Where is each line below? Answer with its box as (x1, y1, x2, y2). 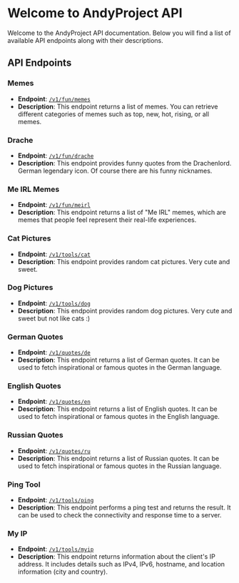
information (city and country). (17, 567, 108, 576)
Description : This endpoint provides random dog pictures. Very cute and (17, 306, 233, 315)
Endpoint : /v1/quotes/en (17, 397, 91, 406)
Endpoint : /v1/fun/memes (17, 94, 91, 103)
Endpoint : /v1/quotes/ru (17, 446, 91, 455)
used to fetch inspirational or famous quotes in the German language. (17, 363, 223, 372)
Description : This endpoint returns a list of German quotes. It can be (17, 355, 220, 365)
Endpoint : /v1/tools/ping (17, 496, 94, 504)
